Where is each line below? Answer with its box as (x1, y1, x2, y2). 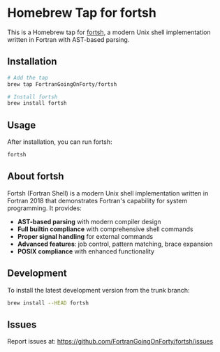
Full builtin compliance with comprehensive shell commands (17, 225, 193, 233)
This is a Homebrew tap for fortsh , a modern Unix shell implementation (7, 28, 211, 36)
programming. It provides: (7, 204, 82, 212)
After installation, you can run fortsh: (7, 138, 112, 146)
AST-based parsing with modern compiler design (17, 217, 162, 226)
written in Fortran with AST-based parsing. (7, 35, 130, 43)
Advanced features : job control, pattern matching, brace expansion (17, 240, 213, 248)
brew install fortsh (7, 100, 68, 107)
